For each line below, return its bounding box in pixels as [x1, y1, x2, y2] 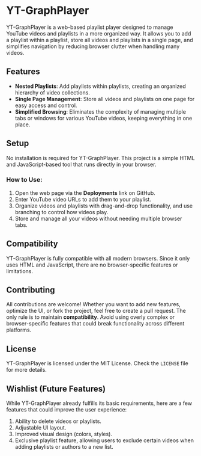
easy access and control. [14, 102, 77, 109]
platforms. [6, 326, 32, 334]
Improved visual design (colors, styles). [14, 431, 113, 438]
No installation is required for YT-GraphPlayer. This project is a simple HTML [6, 154, 195, 161]
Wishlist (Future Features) [6, 383, 106, 394]
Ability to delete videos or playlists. [14, 417, 102, 425]
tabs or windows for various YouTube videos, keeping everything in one [14, 114, 193, 122]
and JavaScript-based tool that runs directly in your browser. [6, 161, 157, 168]
